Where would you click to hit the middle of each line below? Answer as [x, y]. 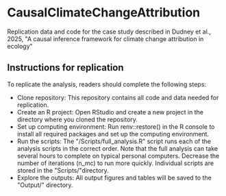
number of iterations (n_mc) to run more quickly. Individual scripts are [115, 163]
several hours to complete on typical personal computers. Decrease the [118, 156]
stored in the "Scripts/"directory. [63, 170]
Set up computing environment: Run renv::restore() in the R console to [116, 126]
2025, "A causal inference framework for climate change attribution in [105, 38]
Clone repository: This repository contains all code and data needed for [118, 97]
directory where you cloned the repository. [77, 119]
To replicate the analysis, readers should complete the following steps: [107, 84]
